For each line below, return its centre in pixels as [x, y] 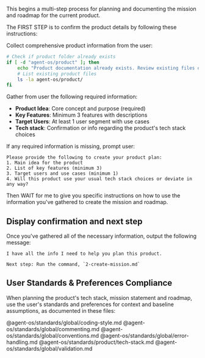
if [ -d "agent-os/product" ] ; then [53, 62]
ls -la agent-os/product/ [50, 79]
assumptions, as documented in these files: [61, 310]
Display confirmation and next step [74, 221]
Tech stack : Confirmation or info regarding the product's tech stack [100, 128]
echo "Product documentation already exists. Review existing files [106, 68]
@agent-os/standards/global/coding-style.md [64, 323]
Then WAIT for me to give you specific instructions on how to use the [93, 195]
